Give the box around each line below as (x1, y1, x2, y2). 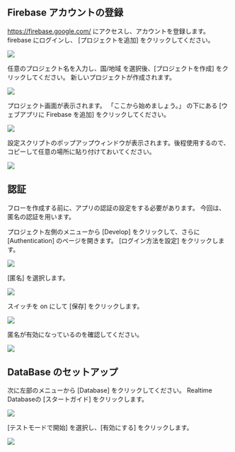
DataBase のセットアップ (7, 366, 118, 378)
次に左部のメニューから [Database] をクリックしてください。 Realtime (7, 386, 212, 395)
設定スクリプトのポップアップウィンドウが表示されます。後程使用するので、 (7, 138, 230, 147)
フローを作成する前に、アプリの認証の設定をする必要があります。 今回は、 (7, 203, 226, 212)
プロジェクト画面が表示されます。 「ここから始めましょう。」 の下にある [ (7, 101, 222, 110)
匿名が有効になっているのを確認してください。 (7, 330, 144, 339)
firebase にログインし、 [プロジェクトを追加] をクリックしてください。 (7, 35, 214, 44)
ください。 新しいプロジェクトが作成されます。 (38, 73, 176, 81)
